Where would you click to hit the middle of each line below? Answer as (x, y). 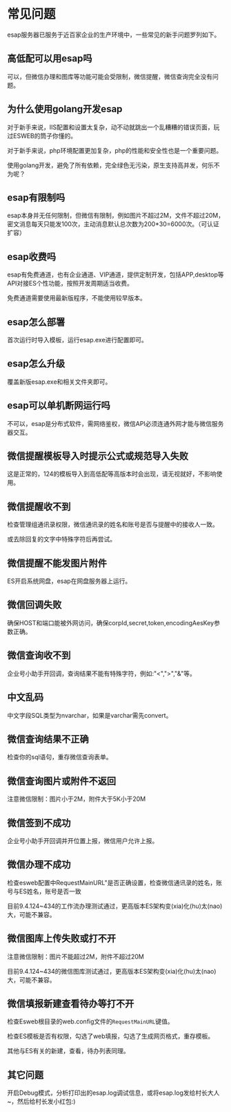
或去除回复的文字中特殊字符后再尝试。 (61, 539)
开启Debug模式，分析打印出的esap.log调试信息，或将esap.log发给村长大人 (113, 1093)
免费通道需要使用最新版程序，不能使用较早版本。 (77, 298)
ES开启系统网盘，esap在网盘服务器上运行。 (69, 581)
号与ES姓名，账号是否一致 (44, 891)
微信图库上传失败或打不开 (61, 939)
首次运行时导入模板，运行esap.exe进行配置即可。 (78, 340)
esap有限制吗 (36, 197)
